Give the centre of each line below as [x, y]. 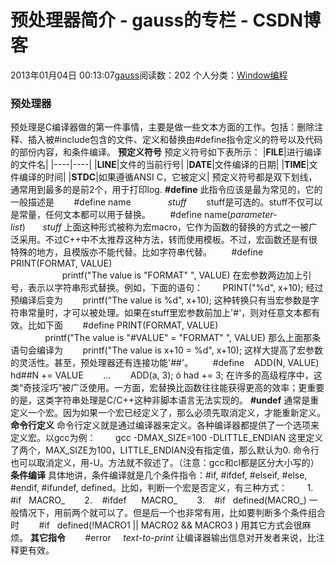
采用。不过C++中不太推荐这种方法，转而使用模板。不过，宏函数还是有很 [168, 240]
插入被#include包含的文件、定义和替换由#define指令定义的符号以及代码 [175, 140]
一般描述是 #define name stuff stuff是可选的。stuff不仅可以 [166, 202]
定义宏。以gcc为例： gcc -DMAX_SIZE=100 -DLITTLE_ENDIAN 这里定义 [167, 438]
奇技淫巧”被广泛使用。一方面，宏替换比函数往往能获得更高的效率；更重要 [174, 388]
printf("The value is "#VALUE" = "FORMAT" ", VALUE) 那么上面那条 [183, 338]
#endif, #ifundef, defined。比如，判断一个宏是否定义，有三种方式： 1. [162, 488]
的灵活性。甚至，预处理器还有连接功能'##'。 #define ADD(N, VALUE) [165, 363]
